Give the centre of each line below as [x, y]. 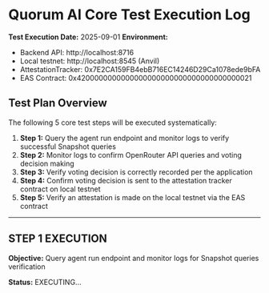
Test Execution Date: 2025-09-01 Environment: [88, 37]
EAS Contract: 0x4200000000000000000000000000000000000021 [136, 78]
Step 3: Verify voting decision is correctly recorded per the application [137, 172]
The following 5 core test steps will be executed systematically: [113, 122]
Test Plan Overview [58, 103]
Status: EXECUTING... [45, 282]
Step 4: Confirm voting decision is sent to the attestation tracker [126, 180]
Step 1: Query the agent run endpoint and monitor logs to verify [124, 138]
